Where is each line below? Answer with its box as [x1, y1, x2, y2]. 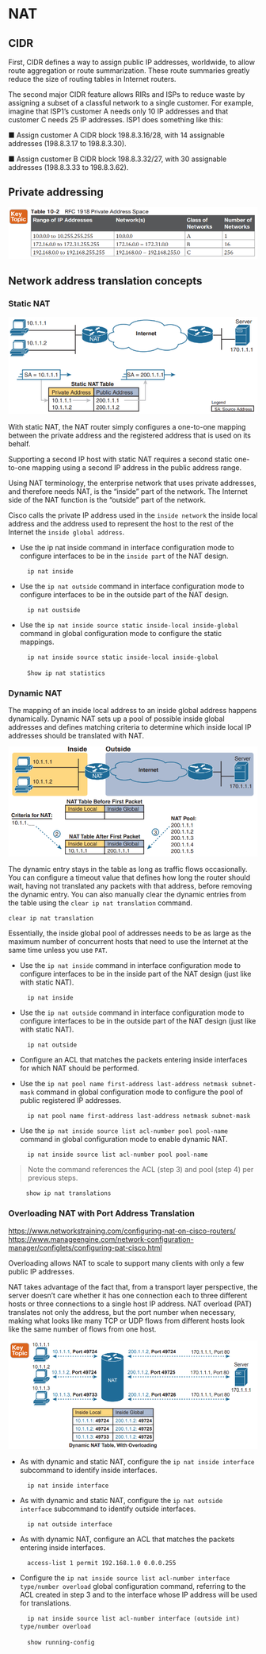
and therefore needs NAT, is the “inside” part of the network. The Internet [8, 487, 248, 496]
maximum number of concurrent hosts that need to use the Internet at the [8, 937, 249, 947]
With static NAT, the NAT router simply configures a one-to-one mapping [8, 422, 246, 432]
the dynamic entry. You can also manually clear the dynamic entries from [8, 890, 247, 900]
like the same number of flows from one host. [8, 1324, 157, 1334]
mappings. [19, 637, 55, 647]
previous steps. [27, 1173, 78, 1183]
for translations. [19, 1598, 71, 1608]
